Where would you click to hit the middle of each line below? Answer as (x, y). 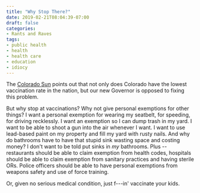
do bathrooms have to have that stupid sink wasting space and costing (93, 140)
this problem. (22, 97)
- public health (26, 45)
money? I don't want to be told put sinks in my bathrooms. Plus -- (87, 146)
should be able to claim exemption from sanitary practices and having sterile (100, 160)
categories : (21, 28)
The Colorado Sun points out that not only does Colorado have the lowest (96, 84)
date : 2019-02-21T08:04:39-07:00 (48, 17)
